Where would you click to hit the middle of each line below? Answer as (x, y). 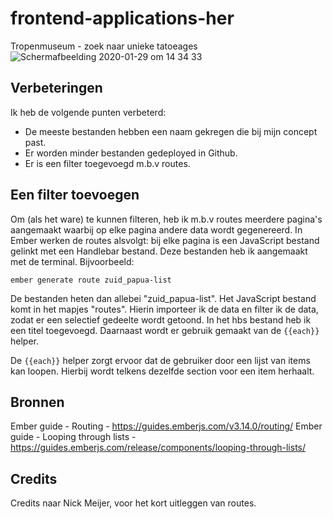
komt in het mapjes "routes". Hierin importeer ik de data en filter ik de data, (164, 309)
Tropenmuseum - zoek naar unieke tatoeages (104, 46)
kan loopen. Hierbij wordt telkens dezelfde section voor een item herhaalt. (162, 371)
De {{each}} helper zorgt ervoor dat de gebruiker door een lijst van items (160, 360)
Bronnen (37, 402)
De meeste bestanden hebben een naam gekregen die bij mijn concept (171, 131)
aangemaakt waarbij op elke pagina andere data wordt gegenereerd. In (156, 229)
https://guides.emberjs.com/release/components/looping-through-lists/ (158, 448)
